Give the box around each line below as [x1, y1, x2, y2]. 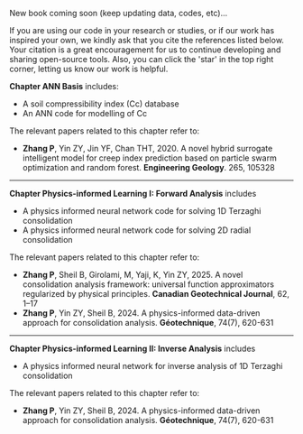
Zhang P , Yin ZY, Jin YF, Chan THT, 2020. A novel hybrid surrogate [22, 143, 273, 153]
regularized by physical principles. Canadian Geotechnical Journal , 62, [22, 289, 290, 299]
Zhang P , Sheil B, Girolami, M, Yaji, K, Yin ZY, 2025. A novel [22, 270, 243, 280]
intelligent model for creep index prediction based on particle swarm [22, 152, 277, 163]
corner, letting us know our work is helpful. [9, 63, 169, 74]
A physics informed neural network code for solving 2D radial [22, 225, 252, 235]
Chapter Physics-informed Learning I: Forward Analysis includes [9, 189, 257, 199]
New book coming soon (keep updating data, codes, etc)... [9, 8, 228, 18]
